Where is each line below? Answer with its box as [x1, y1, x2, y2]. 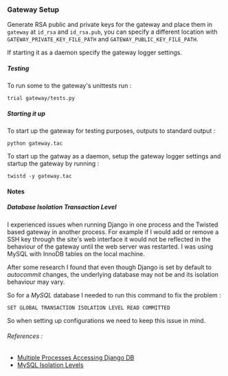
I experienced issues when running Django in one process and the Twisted [7, 220, 218, 229]
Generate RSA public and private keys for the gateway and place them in [7, 21, 213, 29]
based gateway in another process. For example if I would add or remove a [7, 227, 219, 236]
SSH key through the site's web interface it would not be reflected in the [7, 235, 212, 243]
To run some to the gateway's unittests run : [7, 81, 132, 90]
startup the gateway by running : [7, 160, 100, 168]
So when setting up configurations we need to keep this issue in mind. [7, 316, 206, 324]
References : [7, 332, 43, 340]
